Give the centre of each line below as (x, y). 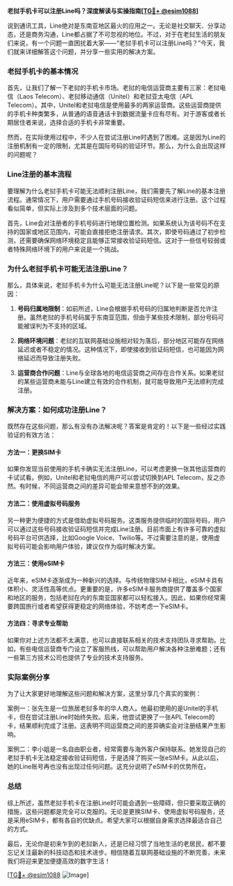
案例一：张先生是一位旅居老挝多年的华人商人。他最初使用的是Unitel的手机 (113, 708)
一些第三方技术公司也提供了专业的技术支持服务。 (77, 658)
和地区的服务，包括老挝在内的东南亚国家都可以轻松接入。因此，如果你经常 (113, 597)
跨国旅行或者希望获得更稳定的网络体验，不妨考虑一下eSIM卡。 (102, 606)
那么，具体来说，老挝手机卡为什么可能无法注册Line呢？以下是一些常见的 (110, 285)
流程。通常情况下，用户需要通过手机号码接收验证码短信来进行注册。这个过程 (116, 199)
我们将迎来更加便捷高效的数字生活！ (59, 861)
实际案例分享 (29, 677)
